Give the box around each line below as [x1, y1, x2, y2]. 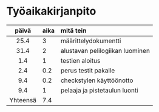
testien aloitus [60, 56, 101, 65]
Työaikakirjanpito [6, 4, 96, 18]
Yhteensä [9, 96, 36, 104]
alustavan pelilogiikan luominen [60, 46, 151, 55]
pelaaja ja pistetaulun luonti [60, 86, 138, 94]
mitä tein [60, 26, 87, 35]
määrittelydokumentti [60, 37, 121, 45]
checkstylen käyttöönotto [60, 76, 134, 85]
